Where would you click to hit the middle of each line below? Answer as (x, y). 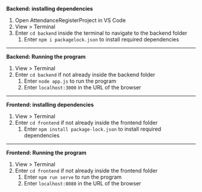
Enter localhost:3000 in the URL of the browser (82, 87)
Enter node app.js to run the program (70, 81)
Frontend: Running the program (47, 153)
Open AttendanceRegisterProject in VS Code (70, 20)
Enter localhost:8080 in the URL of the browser (82, 183)
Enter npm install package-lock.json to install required (92, 129)
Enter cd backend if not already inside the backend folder (85, 75)
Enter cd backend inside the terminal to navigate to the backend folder (101, 33)
